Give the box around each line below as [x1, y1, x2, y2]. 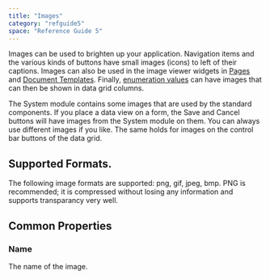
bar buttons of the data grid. [8, 133, 103, 143]
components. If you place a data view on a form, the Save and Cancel [8, 108, 240, 117]
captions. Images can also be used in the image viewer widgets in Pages [8, 66, 251, 76]
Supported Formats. [8, 157, 112, 171]
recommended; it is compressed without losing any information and [8, 187, 234, 197]
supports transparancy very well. [8, 196, 119, 205]
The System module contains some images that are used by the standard [8, 99, 252, 109]
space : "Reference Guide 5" [8, 27, 103, 35]
